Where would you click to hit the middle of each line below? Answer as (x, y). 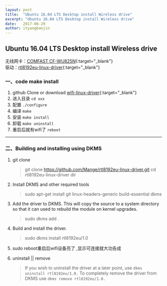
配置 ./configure (30, 105)
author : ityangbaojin (28, 28)
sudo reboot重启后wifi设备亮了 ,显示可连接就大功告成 (67, 248)
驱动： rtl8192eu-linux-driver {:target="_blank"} (53, 67)
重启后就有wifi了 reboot (37, 130)
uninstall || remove (31, 258)
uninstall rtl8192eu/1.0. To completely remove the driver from (91, 273)
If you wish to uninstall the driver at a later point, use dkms (83, 268)
